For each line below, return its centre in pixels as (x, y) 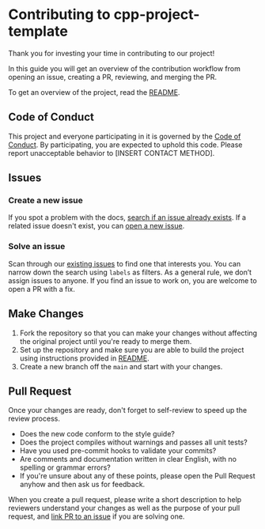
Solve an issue (37, 247)
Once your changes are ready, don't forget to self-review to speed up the (128, 410)
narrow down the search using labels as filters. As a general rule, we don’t (130, 272)
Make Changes (46, 314)
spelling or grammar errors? (65, 467)
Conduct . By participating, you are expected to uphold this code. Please (125, 145)
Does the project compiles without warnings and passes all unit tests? (133, 442)
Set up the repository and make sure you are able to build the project (132, 350)
